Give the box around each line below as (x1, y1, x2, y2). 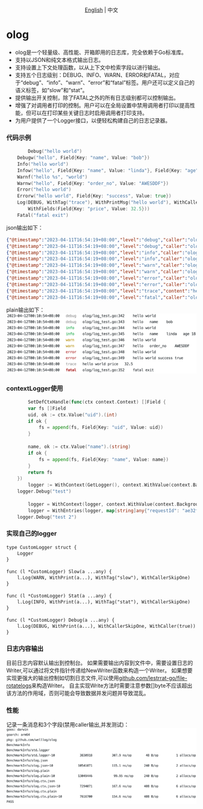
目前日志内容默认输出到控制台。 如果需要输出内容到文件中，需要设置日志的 (6, 659, 193, 667)
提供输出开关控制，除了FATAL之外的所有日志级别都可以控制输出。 (14, 94, 179, 101)
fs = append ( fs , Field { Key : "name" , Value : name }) (38, 456, 169, 462)
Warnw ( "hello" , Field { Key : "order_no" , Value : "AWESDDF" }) (17, 180, 169, 187)
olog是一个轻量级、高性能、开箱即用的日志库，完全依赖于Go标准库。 (14, 48, 187, 56)
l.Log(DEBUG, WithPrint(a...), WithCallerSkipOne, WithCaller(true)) (17, 623, 196, 629)
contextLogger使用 (6, 384, 63, 393)
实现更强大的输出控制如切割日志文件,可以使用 (6, 674, 120, 682)
